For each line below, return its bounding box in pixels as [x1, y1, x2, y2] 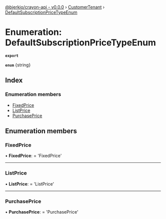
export [5, 53, 19, 58]
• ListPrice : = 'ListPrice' [5, 181, 54, 187]
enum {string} [5, 62, 31, 68]
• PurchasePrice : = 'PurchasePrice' [5, 209, 79, 215]
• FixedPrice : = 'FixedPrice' [5, 153, 62, 159]
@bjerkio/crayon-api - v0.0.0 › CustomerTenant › [5, 4, 105, 10]
